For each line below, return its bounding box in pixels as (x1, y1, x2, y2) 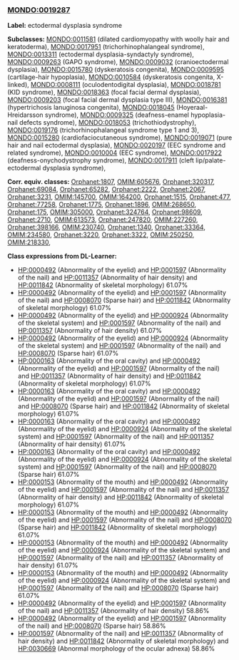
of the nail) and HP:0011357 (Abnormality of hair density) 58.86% (17, 607, 210, 615)
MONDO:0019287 (7, 5, 71, 15)
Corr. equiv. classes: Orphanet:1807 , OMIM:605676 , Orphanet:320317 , (7, 177, 215, 186)
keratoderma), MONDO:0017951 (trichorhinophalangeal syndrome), (7, 43, 205, 51)
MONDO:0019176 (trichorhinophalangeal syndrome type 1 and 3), (7, 126, 200, 135)
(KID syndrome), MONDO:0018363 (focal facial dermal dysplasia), (7, 88, 202, 97)
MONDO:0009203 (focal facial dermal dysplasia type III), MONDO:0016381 (7, 96, 228, 104)
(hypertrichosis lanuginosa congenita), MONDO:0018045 (7, 103, 175, 112)
